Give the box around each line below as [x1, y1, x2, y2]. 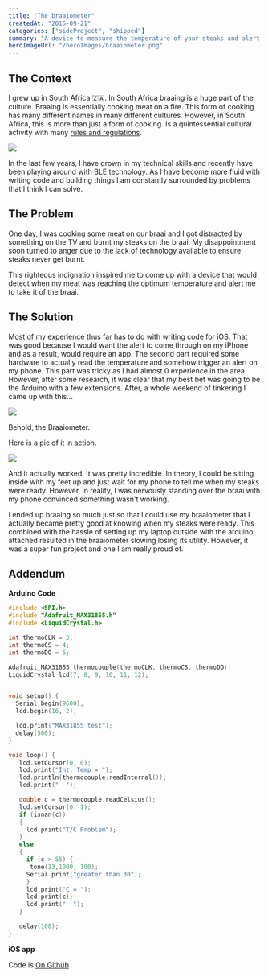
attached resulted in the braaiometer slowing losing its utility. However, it [8, 535, 249, 545]
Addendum [8, 567, 66, 580]
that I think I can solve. [8, 183, 83, 193]
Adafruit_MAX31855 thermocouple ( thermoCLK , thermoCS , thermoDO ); [8, 663, 231, 671]
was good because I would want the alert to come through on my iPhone [8, 340, 249, 350]
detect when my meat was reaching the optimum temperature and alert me [8, 278, 256, 288]
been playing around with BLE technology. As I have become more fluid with [8, 167, 261, 176]
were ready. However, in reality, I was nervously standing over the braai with [8, 485, 261, 495]
